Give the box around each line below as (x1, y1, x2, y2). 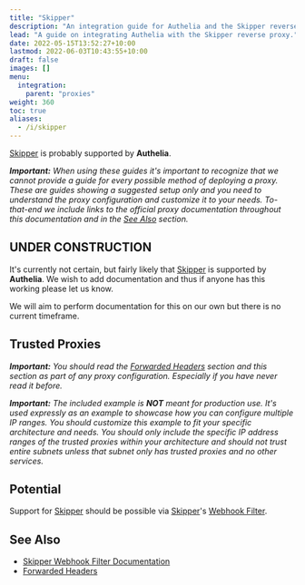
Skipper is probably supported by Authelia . (9, 148, 172, 159)
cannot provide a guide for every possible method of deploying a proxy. (9, 175, 279, 186)
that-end (9, 204, 43, 214)
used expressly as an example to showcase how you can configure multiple (9, 407, 293, 418)
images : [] (9, 64, 51, 73)
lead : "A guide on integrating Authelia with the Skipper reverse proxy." (9, 30, 299, 39)
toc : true (9, 106, 47, 115)
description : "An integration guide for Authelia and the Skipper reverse (9, 22, 299, 31)
